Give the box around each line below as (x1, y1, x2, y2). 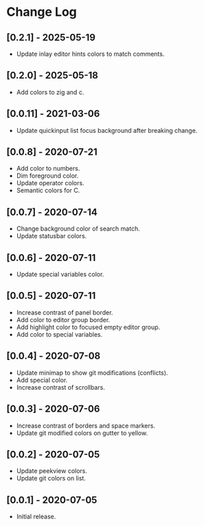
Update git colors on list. (16, 474, 87, 483)
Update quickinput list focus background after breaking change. (16, 126, 198, 134)
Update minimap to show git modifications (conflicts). (16, 368, 168, 377)
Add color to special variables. (16, 330, 103, 338)
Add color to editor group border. (16, 315, 111, 324)
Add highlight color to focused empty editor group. (16, 323, 161, 331)
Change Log (6, 4, 77, 20)
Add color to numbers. (16, 165, 80, 173)
